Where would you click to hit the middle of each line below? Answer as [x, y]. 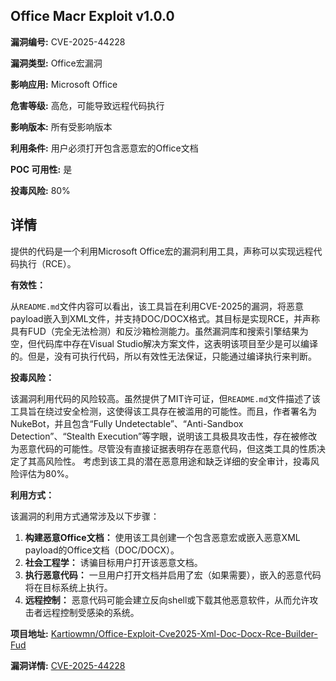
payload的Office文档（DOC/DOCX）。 [102, 550]
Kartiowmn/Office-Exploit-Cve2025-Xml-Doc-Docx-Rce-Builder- [184, 633]
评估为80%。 [46, 473]
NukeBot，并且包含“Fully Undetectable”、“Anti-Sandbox [127, 423]
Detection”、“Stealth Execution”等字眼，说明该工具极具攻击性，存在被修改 [164, 436]
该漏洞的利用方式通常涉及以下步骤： [85, 516]
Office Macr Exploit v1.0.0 [92, 16]
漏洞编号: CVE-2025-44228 [68, 41]
